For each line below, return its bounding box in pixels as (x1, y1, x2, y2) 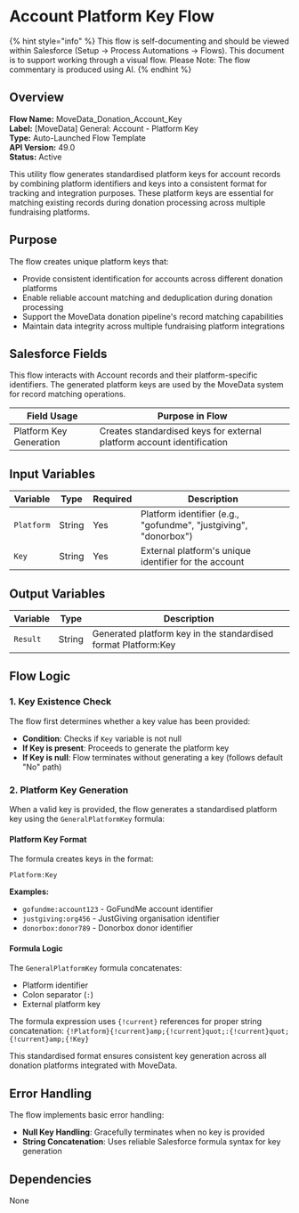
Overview (9, 90, 65, 105)
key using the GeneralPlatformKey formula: (9, 813, 166, 824)
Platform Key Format (9, 834, 87, 844)
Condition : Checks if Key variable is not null (21, 733, 182, 744)
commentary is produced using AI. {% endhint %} (9, 64, 192, 75)
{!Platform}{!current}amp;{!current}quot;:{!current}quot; (66, 1027, 289, 1037)
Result (13, 634, 42, 644)
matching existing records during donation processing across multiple (9, 197, 266, 208)
